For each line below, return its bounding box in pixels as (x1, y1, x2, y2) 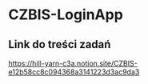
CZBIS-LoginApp (8, 6, 124, 24)
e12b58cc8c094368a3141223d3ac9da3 (8, 67, 140, 77)
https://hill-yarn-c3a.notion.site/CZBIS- (8, 58, 138, 68)
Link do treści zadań (8, 38, 111, 51)
